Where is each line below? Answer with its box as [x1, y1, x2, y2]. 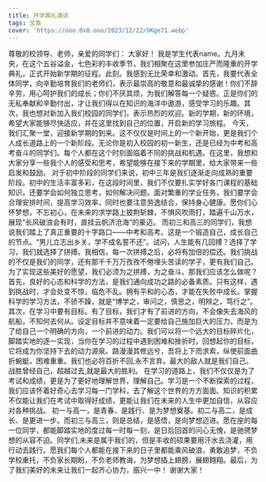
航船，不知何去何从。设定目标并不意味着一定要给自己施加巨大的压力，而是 [8, 316, 251, 326]
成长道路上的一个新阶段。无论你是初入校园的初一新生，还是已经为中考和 [14, 138, 251, 147]
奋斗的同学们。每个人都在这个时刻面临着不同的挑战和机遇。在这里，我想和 [14, 148, 258, 158]
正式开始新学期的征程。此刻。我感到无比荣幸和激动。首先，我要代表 [28, 69, 251, 78]
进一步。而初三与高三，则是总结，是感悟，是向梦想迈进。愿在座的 [35, 415, 251, 425]
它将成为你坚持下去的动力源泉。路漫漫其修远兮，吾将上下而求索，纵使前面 [8, 346, 251, 356]
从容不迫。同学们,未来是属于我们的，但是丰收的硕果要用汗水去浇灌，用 [21, 435, 253, 445]
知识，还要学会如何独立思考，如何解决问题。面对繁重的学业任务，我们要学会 [8, 188, 258, 197]
